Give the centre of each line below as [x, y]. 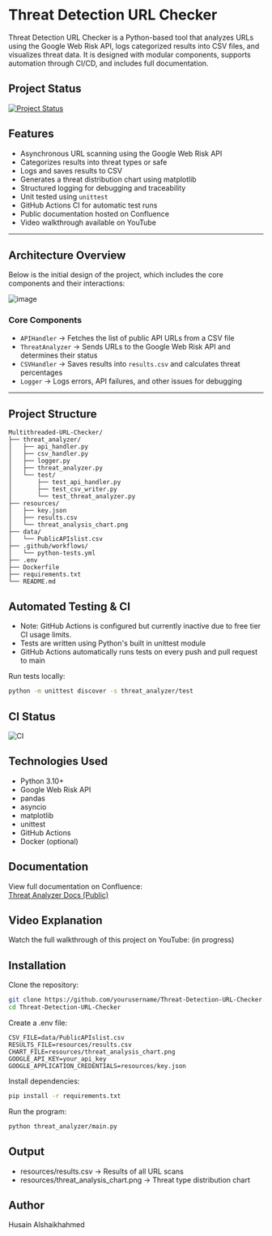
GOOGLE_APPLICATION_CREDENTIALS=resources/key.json [97, 1066]
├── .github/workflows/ [49, 546]
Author [26, 1205]
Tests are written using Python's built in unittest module [113, 643]
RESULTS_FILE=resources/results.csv [70, 1045]
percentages [41, 372]
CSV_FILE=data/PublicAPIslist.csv [67, 1037]
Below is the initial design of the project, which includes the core [116, 275]
